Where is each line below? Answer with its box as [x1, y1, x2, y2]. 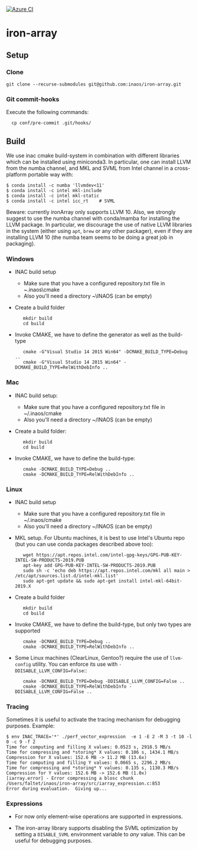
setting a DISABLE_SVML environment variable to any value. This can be [14, 831, 186, 838]
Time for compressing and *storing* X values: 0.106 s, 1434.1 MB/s [6, 750, 179, 755]
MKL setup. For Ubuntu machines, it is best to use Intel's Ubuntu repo [14, 534, 185, 541]
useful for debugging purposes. [14, 837, 93, 844]
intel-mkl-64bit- [139, 578, 183, 584]
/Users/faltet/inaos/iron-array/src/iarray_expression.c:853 [6, 780, 161, 787]
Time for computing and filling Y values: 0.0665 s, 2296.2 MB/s [6, 760, 171, 766]
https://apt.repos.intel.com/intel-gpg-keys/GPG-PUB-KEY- [36, 552, 183, 558]
